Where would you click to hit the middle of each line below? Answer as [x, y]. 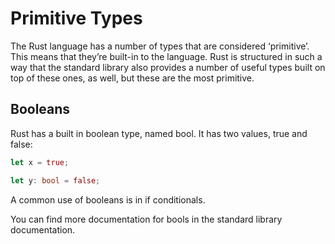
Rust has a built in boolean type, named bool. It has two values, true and [159, 133]
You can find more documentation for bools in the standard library [146, 219]
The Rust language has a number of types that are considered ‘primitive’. [160, 46]
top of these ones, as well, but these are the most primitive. [132, 78]
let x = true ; [40, 162]
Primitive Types [76, 18]
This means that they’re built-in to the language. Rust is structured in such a [166, 56]
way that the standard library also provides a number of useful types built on [168, 67]
